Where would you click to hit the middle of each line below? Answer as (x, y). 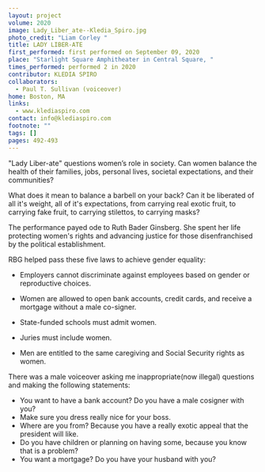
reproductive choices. (55, 283)
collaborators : (33, 81)
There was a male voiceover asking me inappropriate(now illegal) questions (131, 376)
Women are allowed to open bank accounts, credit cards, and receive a (136, 298)
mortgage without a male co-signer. (78, 307)
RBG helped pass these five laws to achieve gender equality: (107, 259)
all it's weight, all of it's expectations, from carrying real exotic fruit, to (122, 203)
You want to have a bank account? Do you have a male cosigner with (132, 400)
